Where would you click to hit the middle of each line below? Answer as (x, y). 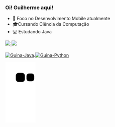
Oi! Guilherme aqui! (29, 8)
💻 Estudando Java (32, 32)
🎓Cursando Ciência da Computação (51, 24)
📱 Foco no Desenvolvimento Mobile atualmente (61, 19)
